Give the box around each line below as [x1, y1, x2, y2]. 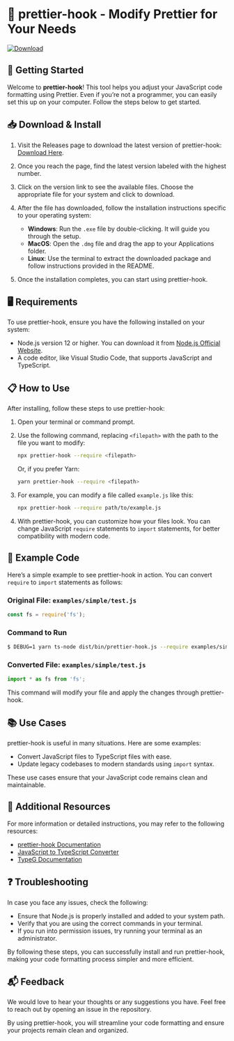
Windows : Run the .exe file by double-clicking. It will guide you [27, 225, 210, 233]
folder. [27, 247, 47, 255]
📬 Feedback [7, 975, 65, 987]
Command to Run [7, 628, 68, 637]
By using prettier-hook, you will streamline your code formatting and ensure [7, 1019, 225, 1027]
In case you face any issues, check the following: [7, 898, 148, 906]
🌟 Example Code [7, 552, 80, 564]
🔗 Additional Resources [7, 801, 111, 813]
